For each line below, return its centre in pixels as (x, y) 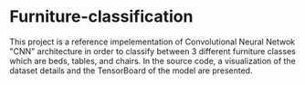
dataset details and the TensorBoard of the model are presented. (131, 71)
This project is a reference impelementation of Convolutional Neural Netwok (152, 42)
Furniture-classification (101, 17)
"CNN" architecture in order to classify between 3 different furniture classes (153, 51)
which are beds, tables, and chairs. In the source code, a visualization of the (153, 61)
